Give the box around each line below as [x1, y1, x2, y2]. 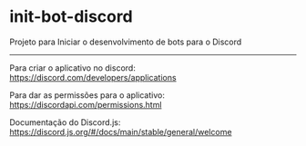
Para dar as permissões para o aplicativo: [9, 89, 166, 101]
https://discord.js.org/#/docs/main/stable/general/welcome [9, 126, 232, 137]
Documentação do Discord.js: [9, 116, 121, 128]
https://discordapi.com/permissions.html [9, 99, 162, 110]
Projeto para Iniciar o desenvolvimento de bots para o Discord [9, 36, 242, 47]
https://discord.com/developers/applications [9, 72, 177, 83]
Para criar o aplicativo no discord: [9, 62, 137, 73]
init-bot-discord [9, 6, 134, 27]
